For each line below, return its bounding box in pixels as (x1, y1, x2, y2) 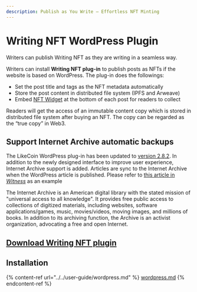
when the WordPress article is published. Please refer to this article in (6, 171, 175, 178)
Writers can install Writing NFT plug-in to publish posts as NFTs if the (6, 65, 176, 72)
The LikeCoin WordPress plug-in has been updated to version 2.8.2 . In (6, 152, 177, 160)
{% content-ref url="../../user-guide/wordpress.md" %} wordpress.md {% (6, 274, 185, 281)
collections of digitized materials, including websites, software (6, 202, 157, 209)
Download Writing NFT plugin (6, 238, 117, 248)
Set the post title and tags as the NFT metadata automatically (14, 83, 163, 90)
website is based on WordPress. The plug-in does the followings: (6, 72, 165, 79)
